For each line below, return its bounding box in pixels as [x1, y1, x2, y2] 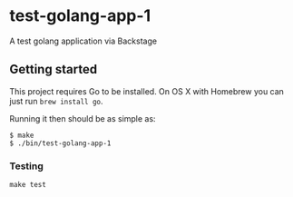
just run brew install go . [9, 95, 103, 106]
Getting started [9, 62, 98, 77]
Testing [9, 160, 44, 172]
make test [9, 181, 47, 190]
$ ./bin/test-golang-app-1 [9, 138, 112, 148]
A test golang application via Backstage [9, 35, 157, 46]
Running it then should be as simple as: [9, 113, 156, 123]
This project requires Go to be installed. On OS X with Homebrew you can [9, 85, 284, 96]
